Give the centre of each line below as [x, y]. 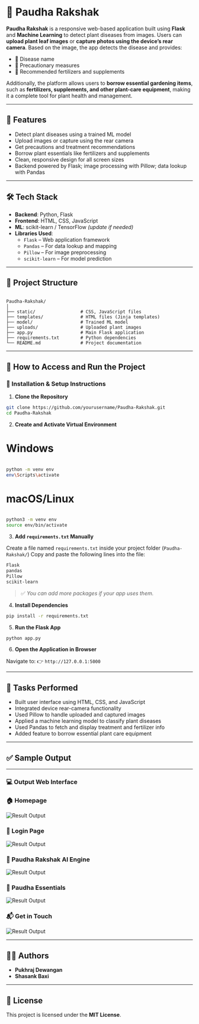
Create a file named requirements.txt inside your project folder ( [85, 548]
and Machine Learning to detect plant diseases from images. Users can [94, 34]
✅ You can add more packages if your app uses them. [87, 593]
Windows [30, 448]
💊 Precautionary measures [47, 65]
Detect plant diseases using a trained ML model [73, 134]
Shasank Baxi [32, 977]
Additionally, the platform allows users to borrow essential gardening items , [99, 83]
